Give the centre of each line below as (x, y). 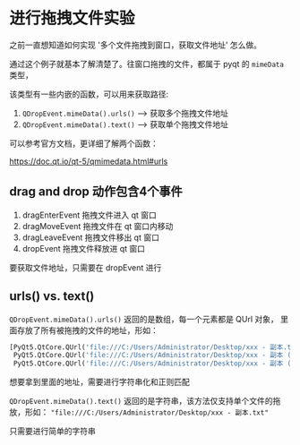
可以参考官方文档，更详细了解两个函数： (84, 143)
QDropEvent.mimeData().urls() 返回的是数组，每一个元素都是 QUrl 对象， (144, 319)
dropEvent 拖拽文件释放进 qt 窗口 (84, 248)
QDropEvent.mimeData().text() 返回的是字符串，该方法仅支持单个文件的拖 (145, 401)
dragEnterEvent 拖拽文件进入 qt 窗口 (89, 215)
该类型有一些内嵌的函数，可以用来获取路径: (89, 94)
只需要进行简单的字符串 (52, 432)
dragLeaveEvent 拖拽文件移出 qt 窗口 (90, 237)
